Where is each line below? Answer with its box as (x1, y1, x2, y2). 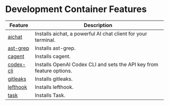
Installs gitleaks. (35, 75, 73, 82)
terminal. (35, 36, 56, 43)
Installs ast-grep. (35, 44, 76, 51)
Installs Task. (35, 91, 65, 98)
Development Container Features (5, 4, 147, 15)
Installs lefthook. (35, 83, 74, 90)
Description (83, 22, 113, 29)
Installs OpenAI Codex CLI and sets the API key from (35, 61, 158, 68)
